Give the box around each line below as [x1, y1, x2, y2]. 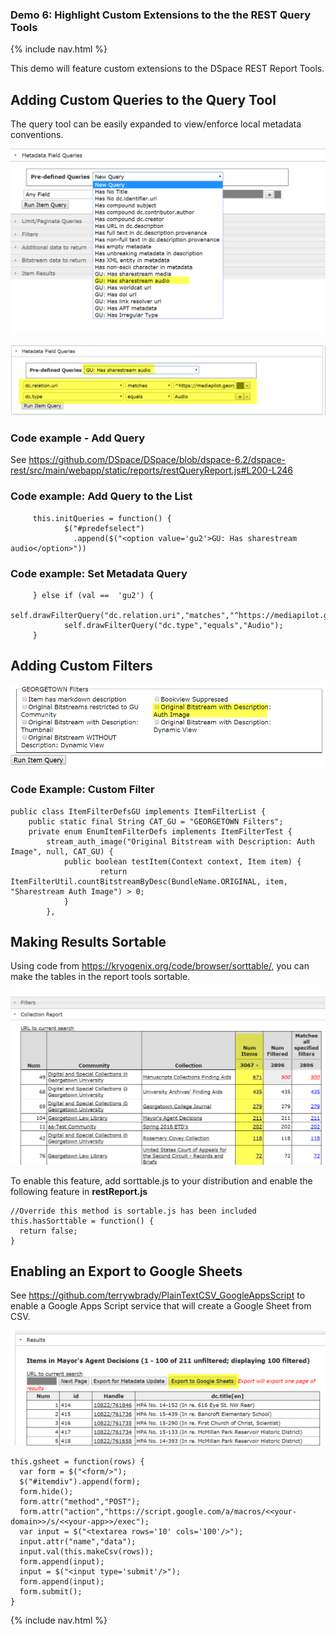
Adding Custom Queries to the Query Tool [10, 91, 277, 108]
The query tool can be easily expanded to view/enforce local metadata [10, 118, 302, 130]
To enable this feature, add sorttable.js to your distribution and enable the [10, 1174, 313, 1187]
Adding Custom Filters [10, 658, 153, 675]
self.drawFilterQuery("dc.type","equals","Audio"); [63, 620, 284, 630]
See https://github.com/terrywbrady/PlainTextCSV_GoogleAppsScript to [10, 1289, 306, 1302]
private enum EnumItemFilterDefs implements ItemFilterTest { [28, 826, 293, 837]
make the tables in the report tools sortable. [10, 971, 191, 983]
